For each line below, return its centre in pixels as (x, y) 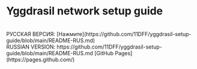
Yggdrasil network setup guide (85, 11)
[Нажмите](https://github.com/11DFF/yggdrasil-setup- (124, 34)
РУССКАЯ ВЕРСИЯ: (31, 34)
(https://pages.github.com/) (41, 59)
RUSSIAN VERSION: (31, 47)
